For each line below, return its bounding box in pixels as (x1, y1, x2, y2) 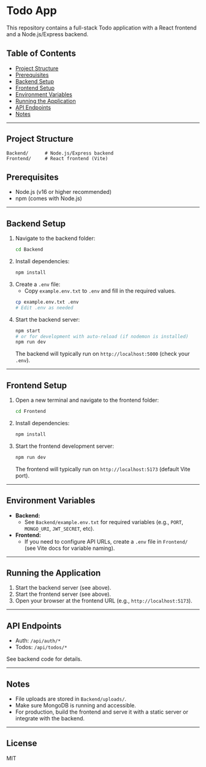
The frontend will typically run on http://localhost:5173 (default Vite (15, 465, 191, 472)
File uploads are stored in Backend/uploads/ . (15, 695, 127, 703)
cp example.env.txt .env (15, 299, 79, 305)
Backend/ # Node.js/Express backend (6, 150, 114, 156)
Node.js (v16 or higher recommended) (15, 188, 112, 196)
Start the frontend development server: (15, 442, 115, 450)
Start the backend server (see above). (15, 584, 112, 592)
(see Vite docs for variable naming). (24, 544, 115, 552)
